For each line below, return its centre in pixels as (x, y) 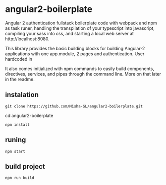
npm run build (20, 178)
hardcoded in (19, 59)
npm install (17, 125)
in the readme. (20, 79)
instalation (22, 95)
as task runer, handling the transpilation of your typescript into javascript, (80, 28)
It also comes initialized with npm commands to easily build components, (80, 69)
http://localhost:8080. (27, 39)
